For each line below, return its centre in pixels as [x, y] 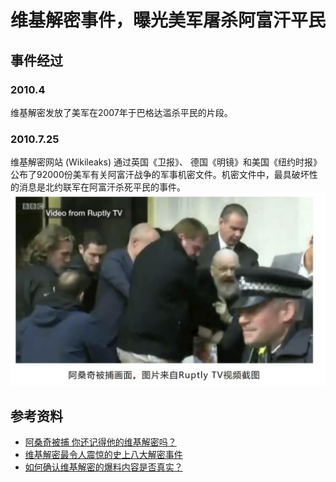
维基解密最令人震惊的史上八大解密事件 [103, 455]
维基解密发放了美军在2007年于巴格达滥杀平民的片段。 [121, 112]
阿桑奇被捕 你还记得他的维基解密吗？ [100, 442]
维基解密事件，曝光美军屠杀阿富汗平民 [168, 20]
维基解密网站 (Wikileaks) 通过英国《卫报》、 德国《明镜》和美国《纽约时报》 [166, 162]
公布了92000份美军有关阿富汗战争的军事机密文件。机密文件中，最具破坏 [160, 175]
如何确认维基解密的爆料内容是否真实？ [103, 467]
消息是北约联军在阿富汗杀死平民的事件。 [102, 187]
